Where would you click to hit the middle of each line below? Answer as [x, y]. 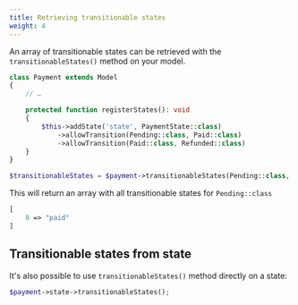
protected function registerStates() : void [108, 110]
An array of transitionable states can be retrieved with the [115, 51]
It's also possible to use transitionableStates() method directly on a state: [149, 275]
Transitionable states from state [101, 254]
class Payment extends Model [64, 77]
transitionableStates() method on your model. [98, 61]
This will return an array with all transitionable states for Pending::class [141, 193]
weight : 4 [28, 26]
